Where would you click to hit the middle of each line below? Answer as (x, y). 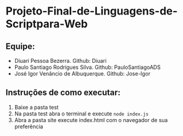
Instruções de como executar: (63, 93)
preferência (29, 126)
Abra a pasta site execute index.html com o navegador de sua (91, 120)
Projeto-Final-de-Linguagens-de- (92, 11)
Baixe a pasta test (36, 107)
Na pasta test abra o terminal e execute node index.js (81, 114)
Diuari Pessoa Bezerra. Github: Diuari (60, 61)
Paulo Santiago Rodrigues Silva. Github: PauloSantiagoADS (87, 67)
